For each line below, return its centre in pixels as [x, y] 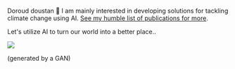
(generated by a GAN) [39, 58]
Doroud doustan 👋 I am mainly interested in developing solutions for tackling [118, 11]
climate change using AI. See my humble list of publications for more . [108, 18]
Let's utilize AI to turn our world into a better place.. [82, 32]
